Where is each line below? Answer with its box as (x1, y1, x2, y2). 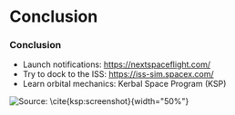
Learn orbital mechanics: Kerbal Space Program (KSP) (22, 79, 227, 90)
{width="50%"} (130, 96, 189, 107)
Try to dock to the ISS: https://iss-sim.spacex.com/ (22, 69, 214, 80)
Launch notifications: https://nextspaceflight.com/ (22, 59, 211, 70)
